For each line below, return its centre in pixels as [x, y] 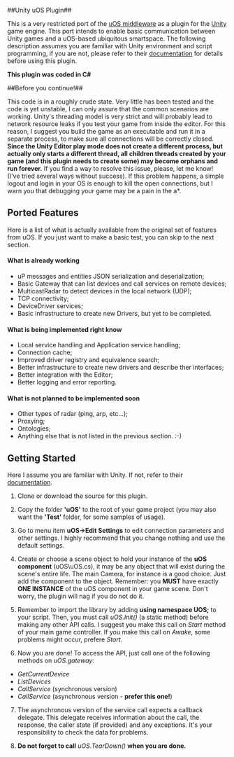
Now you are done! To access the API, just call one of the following [114, 653]
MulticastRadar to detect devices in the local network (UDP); [104, 291]
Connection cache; [45, 352]
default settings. [41, 546]
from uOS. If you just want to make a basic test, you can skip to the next [111, 237]
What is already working [44, 261]
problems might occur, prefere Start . [70, 639]
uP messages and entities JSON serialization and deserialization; [111, 277]
